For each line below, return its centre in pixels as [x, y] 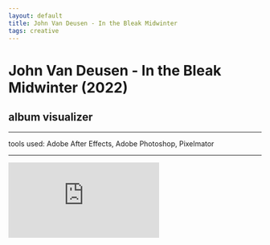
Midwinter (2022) [68, 87]
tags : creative [34, 31]
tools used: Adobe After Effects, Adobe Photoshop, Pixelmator [111, 144]
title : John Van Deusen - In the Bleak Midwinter [93, 23]
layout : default [35, 16]
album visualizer [51, 117]
